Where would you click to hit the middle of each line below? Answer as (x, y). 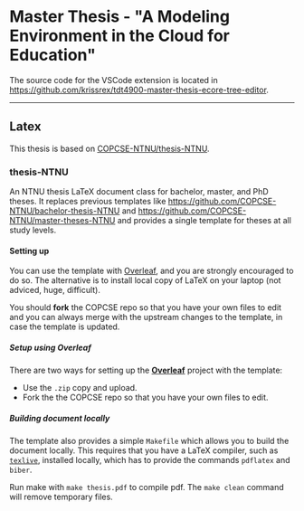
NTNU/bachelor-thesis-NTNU (65, 211)
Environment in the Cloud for (120, 36)
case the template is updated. (65, 326)
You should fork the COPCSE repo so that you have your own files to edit (146, 308)
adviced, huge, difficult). (55, 290)
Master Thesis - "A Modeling (120, 17)
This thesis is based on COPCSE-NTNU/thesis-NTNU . (109, 148)
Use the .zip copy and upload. (80, 388)
